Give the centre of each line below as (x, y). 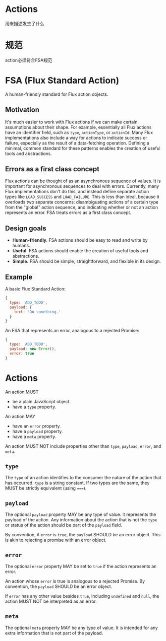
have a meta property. (34, 436)
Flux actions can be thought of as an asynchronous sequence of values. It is (83, 181)
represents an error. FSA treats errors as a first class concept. (68, 213)
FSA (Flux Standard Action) (62, 81)
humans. (21, 246)
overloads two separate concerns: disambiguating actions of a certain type (82, 202)
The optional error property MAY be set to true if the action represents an (81, 567)
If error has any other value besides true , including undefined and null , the (82, 596)
